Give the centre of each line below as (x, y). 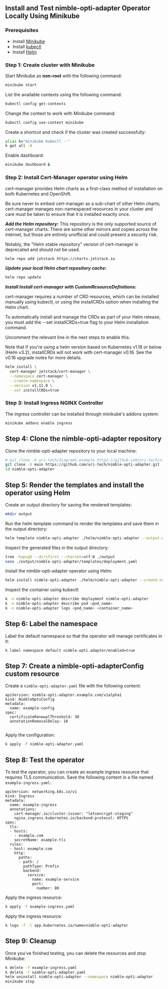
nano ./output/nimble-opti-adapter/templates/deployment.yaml (71, 561)
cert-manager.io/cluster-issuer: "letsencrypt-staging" (74, 814)
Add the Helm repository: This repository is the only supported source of (81, 224)
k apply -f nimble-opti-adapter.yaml (44, 744)
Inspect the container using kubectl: (42, 590)
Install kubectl (27, 47)
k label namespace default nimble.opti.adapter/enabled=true (70, 650)
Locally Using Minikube (42, 16)
